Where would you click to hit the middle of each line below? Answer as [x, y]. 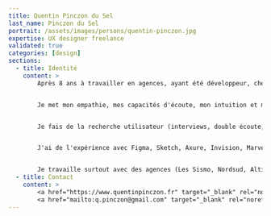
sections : [25, 61]
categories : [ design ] [45, 53]
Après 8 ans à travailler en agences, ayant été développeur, [144, 83]
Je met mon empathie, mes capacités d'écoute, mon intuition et [148, 105]
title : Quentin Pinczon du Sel [61, 16]
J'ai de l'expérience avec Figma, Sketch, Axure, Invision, [140, 148]
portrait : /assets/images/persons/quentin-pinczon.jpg [102, 31]
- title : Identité [47, 69]
